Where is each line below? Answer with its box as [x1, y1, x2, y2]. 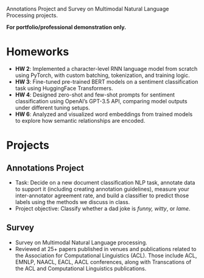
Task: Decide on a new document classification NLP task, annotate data [15, 178, 195, 186]
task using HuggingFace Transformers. [15, 84, 113, 92]
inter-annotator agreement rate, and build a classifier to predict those [15, 192, 189, 199]
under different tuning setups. [15, 104, 90, 111]
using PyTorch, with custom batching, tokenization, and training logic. [15, 71, 190, 79]
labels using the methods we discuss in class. [15, 198, 130, 205]
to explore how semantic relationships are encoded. [15, 117, 146, 124]
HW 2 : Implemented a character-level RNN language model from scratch [15, 65, 198, 72]
